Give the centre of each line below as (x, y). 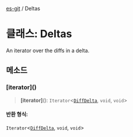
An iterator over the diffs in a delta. (48, 50)
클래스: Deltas (39, 34)
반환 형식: (17, 114)
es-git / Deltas (23, 8)
